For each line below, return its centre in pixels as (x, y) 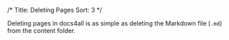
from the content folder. (41, 31)
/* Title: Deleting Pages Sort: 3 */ (55, 10)
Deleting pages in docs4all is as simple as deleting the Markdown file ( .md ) (115, 23)
